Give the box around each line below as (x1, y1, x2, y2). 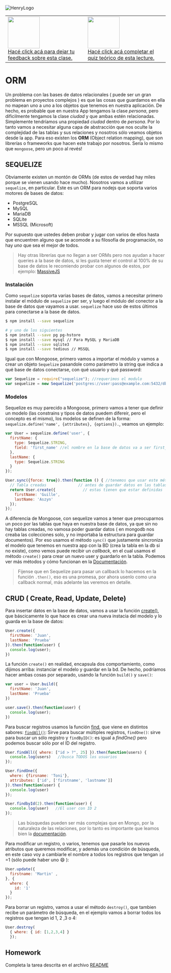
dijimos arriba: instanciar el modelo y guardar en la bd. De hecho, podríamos (5, 666, 166, 672)
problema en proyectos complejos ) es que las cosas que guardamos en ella (5, 97, 165, 103)
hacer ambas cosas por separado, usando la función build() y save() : (5, 672, 153, 678)
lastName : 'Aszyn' (14, 496, 53, 502)
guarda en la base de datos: (5, 618, 64, 625)
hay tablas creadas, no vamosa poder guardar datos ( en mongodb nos (5, 526, 154, 533)
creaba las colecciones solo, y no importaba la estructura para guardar (5, 532, 154, 538)
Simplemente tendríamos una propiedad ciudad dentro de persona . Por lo (5, 119, 160, 125)
